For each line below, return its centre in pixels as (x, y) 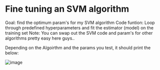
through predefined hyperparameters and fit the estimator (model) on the (79, 27)
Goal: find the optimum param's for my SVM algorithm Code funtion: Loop (80, 23)
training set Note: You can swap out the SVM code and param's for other (79, 33)
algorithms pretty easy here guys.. (40, 38)
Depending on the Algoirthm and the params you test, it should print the (78, 47)
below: (12, 53)
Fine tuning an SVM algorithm (67, 9)
